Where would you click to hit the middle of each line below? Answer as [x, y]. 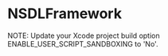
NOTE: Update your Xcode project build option [84, 35]
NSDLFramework [65, 14]
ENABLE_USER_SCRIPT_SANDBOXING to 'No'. [83, 43]
